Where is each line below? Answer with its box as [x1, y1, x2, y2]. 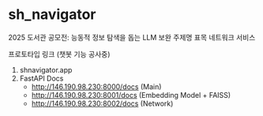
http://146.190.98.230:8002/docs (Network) [31, 99, 174, 108]
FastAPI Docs [19, 73, 64, 83]
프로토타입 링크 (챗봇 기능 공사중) [8, 49, 111, 58]
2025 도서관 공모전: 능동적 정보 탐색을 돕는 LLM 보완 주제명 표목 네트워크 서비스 [8, 32, 256, 42]
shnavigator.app [19, 65, 73, 74]
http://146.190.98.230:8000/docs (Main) [31, 81, 162, 92]
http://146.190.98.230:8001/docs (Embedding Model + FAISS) [31, 90, 231, 99]
